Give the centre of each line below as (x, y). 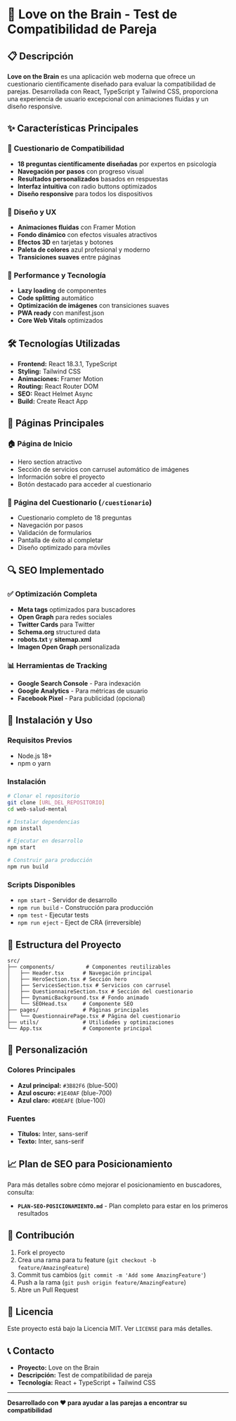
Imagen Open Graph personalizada (69, 647)
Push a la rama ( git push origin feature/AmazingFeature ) (102, 1282)
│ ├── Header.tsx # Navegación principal (80, 973)
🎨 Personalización (47, 1050)
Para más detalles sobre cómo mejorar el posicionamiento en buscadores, (115, 1185)
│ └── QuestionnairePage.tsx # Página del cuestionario (94, 1016)
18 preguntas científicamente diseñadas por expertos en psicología (117, 164)
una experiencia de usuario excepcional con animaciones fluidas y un (108, 99)
